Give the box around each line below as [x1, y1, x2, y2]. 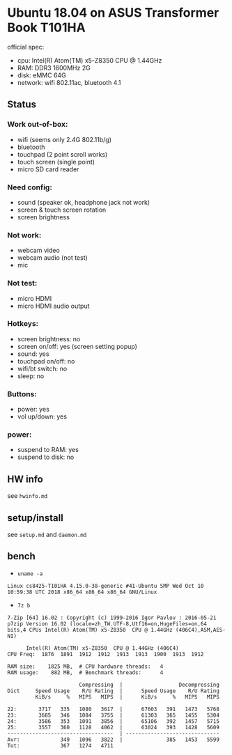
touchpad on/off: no [17, 357, 75, 365]
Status [7, 99, 37, 111]
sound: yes [17, 350, 49, 358]
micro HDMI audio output [17, 302, 90, 310]
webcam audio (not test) [17, 254, 88, 262]
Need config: [7, 182, 52, 192]
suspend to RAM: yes [17, 446, 79, 454]
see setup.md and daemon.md [7, 531, 87, 539]
